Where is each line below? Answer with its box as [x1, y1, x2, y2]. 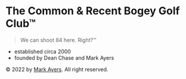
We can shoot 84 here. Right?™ [20, 36, 97, 43]
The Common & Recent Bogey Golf [5, 4, 180, 18]
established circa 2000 [14, 48, 71, 55]
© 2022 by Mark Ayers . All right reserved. [5, 65, 108, 72]
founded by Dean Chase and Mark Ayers [14, 54, 114, 61]
